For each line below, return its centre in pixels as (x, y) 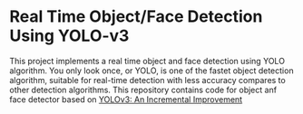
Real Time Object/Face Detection (136, 17)
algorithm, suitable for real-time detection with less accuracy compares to (147, 80)
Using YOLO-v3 (69, 36)
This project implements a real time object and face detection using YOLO (147, 61)
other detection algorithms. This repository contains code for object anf (143, 90)
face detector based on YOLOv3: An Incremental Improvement (126, 99)
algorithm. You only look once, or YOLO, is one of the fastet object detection (151, 71)
